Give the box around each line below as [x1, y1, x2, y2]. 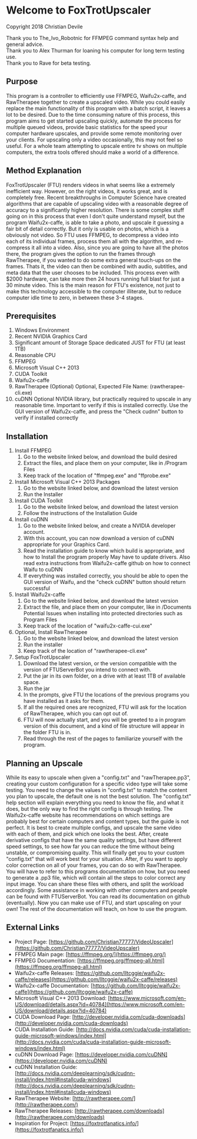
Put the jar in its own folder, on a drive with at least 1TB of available [23, 672, 186, 679]
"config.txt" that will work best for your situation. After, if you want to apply [6, 856, 188, 862]
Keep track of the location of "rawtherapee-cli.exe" [23, 648, 148, 655]
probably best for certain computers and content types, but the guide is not [6, 818, 189, 825]
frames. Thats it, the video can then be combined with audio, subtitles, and [6, 263, 188, 270]
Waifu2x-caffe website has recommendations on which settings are [6, 811, 170, 818]
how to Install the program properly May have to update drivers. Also [23, 553, 191, 560]
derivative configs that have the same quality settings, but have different [6, 837, 182, 843]
